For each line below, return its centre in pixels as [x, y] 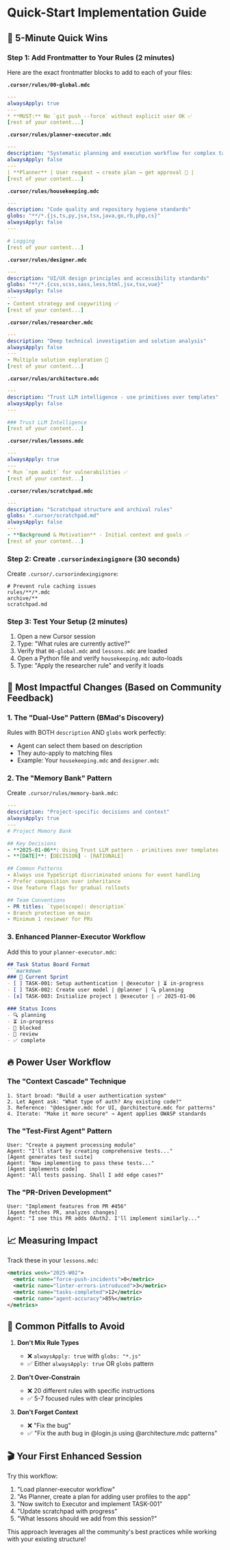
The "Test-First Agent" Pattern [60, 1131]
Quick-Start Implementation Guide [107, 13]
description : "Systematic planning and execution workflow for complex [111, 153]
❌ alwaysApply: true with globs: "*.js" [84, 1356]
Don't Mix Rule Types [48, 1343]
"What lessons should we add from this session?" [87, 1518]
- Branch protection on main [49, 913]
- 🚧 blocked [24, 1028]
